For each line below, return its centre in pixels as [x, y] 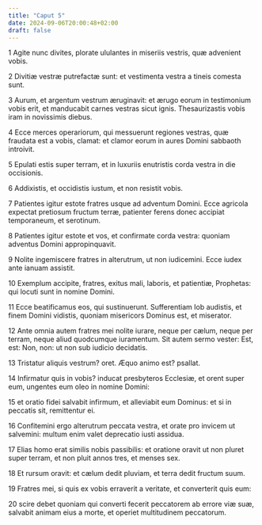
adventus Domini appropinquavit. [62, 244]
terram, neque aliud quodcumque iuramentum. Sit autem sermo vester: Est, [131, 339]
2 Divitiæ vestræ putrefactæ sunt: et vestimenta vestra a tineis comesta [125, 77]
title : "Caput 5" [37, 15]
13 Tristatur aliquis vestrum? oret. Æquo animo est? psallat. [104, 363]
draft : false [30, 30]
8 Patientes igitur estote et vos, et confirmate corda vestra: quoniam [119, 236]
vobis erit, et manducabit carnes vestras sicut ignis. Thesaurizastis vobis [127, 108]
